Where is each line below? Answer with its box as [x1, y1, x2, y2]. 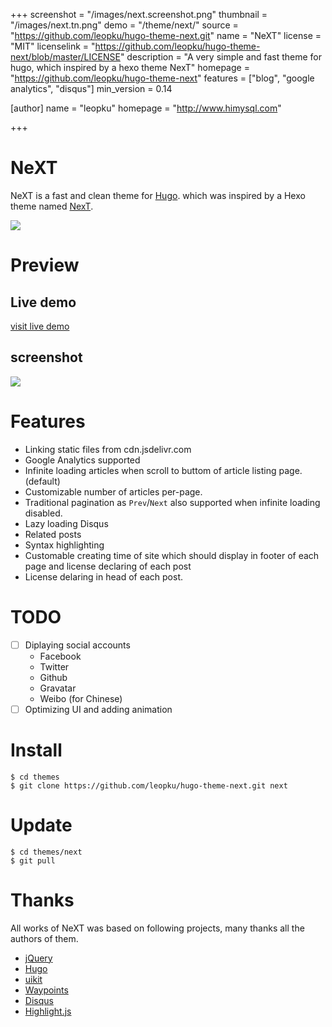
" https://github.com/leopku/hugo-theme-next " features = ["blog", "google [10, 72, 315, 84]
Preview [10, 254, 80, 277]
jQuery [24, 952, 53, 964]
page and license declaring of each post [24, 560, 192, 572]
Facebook [39, 650, 82, 662]
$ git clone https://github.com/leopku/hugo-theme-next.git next [10, 780, 288, 791]
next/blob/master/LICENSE [10, 51, 121, 63]
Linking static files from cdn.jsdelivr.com [24, 443, 192, 455]
